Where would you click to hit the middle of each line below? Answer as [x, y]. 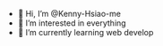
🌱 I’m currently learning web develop [86, 32]
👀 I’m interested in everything [72, 23]
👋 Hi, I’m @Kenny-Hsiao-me [69, 14]
